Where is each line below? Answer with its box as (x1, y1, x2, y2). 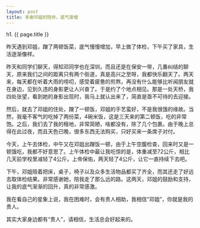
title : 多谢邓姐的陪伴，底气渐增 (6, 14, 79, 20)
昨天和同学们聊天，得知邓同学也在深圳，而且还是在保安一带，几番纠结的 (6, 63, 183, 70)
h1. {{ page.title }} (6, 30, 49, 38)
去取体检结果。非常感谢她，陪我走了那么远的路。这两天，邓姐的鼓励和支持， (6, 175, 194, 182)
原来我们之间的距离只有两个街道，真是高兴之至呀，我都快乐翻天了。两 (16, 70, 189, 77)
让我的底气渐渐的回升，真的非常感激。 (6, 183, 100, 190)
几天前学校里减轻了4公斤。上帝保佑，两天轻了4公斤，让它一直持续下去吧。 (6, 155, 190, 163)
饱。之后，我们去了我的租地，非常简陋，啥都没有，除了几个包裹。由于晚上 (6, 120, 189, 127)
